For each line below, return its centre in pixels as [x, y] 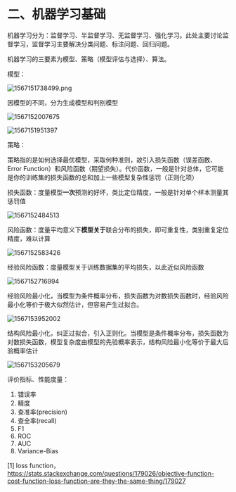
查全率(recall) [37, 420]
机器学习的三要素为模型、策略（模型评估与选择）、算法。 [89, 59]
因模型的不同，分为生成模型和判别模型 [63, 102]
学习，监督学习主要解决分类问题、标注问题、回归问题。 [93, 44]
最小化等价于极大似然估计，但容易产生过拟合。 [75, 304]
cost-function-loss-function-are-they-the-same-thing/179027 [97, 481]
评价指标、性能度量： [38, 379]
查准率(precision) [42, 412]
